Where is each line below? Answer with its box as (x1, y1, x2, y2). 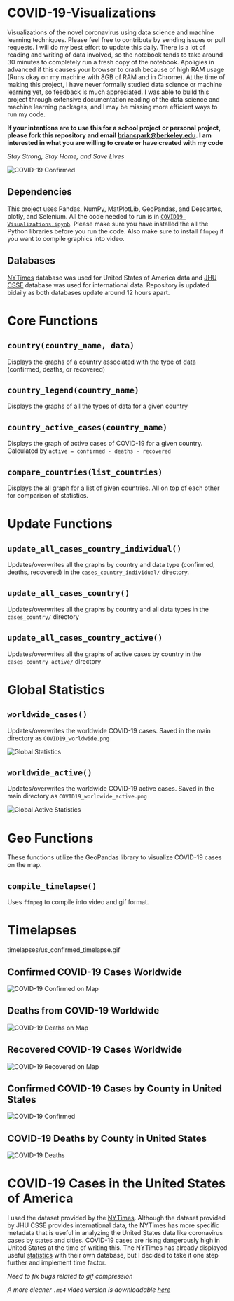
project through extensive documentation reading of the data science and (7, 95, 220, 103)
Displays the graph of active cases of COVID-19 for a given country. (7, 440, 203, 448)
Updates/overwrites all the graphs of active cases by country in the (7, 650, 202, 658)
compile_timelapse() (7, 881, 97, 891)
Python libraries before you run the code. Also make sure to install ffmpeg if (7, 226, 224, 236)
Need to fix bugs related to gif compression (7, 1272, 133, 1281)
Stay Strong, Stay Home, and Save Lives (7, 152, 125, 161)
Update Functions (7, 516, 113, 532)
